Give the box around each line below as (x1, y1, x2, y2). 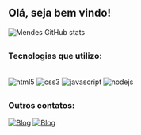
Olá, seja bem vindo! (8, 6, 111, 20)
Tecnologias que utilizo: (8, 51, 103, 62)
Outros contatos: (8, 99, 75, 110)
